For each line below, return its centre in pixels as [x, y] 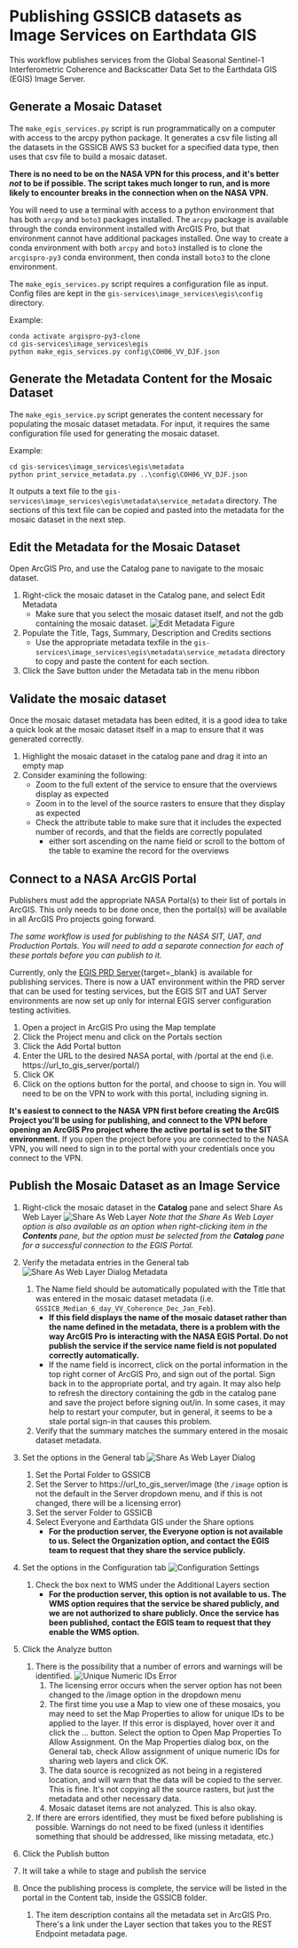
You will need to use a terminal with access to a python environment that [142, 210]
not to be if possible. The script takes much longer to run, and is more [140, 183]
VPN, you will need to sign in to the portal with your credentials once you [142, 1148]
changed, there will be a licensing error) [108, 1503]
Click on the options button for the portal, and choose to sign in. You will [154, 1084]
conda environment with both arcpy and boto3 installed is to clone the [136, 247]
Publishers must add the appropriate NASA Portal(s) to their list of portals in [148, 900]
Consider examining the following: [84, 775]
